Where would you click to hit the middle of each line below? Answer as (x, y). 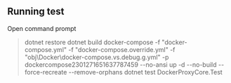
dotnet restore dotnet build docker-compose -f (92, 42)
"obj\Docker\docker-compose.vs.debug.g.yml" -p (97, 57)
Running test (36, 12)
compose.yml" (46, 49)
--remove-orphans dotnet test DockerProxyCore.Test (145, 72)
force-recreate (46, 72)
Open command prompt (42, 28)
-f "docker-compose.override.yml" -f (121, 49)
